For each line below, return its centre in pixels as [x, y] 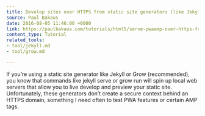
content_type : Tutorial [37, 35]
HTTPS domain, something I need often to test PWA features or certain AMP [102, 100]
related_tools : [26, 40]
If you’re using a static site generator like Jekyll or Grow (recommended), [98, 74]
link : [13, 29]
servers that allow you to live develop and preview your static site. [89, 87]
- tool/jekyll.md [28, 46]
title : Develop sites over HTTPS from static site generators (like [95, 12]
